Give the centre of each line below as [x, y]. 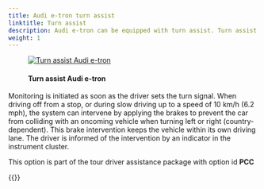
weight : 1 [25, 38]
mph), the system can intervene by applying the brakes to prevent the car [128, 113]
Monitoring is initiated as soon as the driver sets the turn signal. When [122, 96]
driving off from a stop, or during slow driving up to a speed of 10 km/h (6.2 [131, 105]
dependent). [29, 130]
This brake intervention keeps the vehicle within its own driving [153, 130]
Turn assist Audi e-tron [67, 78]
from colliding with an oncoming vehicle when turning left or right [115, 121]
